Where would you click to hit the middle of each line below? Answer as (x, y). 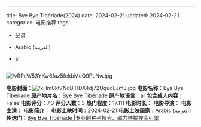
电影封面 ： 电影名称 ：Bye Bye (95, 88)
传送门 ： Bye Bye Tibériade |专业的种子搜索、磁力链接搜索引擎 (83, 118)
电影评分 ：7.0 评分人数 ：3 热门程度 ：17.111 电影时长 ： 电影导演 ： (100, 103)
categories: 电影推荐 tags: (38, 22)
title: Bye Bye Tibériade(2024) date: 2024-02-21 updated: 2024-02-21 (93, 15)
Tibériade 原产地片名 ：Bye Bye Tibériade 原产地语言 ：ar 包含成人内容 (92, 95)
